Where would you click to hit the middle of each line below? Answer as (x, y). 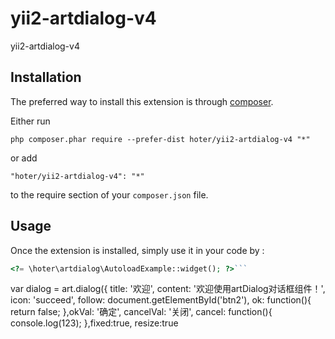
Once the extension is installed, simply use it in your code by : (137, 250)
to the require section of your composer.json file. (109, 194)
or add (24, 158)
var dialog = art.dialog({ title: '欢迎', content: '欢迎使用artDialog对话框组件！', (168, 289)
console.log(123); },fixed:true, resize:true (94, 323)
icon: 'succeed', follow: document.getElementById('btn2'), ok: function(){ (161, 300)
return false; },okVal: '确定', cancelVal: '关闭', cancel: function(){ (141, 312)
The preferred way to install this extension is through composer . (142, 101)
